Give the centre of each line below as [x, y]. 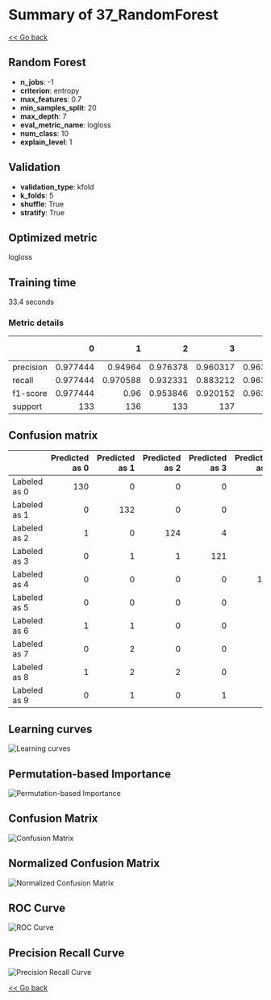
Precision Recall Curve [67, 953]
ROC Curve [37, 908]
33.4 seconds [31, 302]
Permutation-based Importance [90, 774]
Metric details [36, 323]
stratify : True [42, 212]
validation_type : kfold [57, 186]
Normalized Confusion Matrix [84, 863]
